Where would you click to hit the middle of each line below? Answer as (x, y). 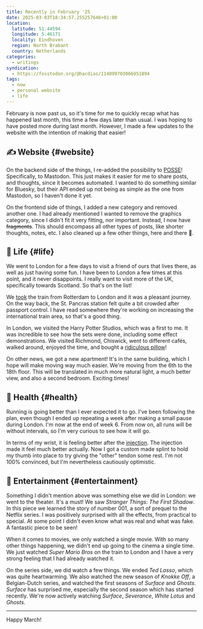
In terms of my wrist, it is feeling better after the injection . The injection (95, 443)
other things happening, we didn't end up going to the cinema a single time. (100, 546)
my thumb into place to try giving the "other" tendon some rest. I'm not (94, 456)
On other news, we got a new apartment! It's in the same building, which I (98, 359)
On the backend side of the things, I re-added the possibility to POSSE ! (95, 170)
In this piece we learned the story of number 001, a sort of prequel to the (97, 508)
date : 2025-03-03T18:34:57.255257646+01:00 (62, 18)
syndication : (23, 68)
